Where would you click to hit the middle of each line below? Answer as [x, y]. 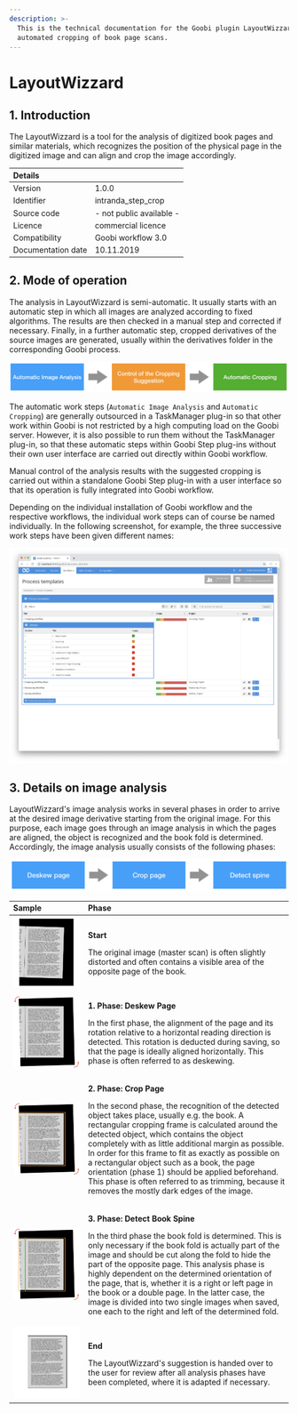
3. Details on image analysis [88, 787]
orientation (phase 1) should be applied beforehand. [184, 1172]
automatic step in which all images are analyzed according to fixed [131, 311]
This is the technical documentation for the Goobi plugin [129, 28]
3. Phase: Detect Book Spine [141, 1219]
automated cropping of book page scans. [93, 37]
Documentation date [50, 250]
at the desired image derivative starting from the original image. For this [140, 819]
